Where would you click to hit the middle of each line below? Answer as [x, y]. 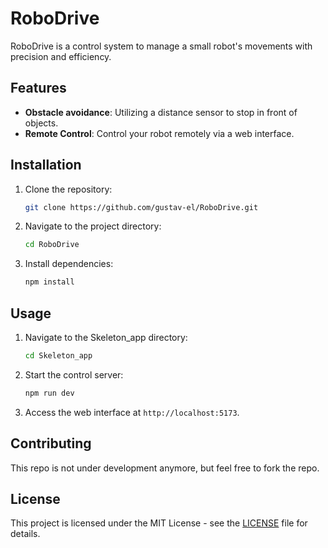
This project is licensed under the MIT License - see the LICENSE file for [159, 523]
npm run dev [49, 393]
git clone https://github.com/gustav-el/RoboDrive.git [141, 207]
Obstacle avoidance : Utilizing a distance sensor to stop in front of [161, 112]
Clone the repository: [68, 189]
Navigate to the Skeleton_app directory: [106, 337]
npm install [49, 282]
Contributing [51, 443]
